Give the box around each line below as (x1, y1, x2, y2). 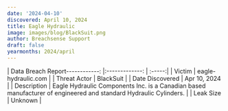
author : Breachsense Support (7, 36, 91, 42)
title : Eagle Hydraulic (7, 23, 76, 29)
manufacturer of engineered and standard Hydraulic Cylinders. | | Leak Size (7, 88, 222, 97)
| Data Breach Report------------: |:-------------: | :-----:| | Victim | (7, 66, 196, 75)
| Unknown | (7, 96, 42, 104)
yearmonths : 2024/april (7, 49, 76, 56)
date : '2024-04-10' (7, 10, 63, 17)
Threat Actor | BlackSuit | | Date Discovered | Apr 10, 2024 (56, 74, 221, 82)
